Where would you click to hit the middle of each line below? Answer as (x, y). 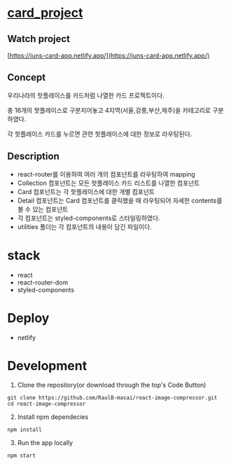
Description (33, 157)
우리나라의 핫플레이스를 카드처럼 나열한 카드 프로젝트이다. (86, 95)
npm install (24, 430)
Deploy (28, 318)
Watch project (39, 39)
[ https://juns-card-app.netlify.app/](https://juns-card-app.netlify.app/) (108, 55)
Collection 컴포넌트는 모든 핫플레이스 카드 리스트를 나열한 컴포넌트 (108, 183)
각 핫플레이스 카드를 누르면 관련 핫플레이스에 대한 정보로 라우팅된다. (100, 134)
